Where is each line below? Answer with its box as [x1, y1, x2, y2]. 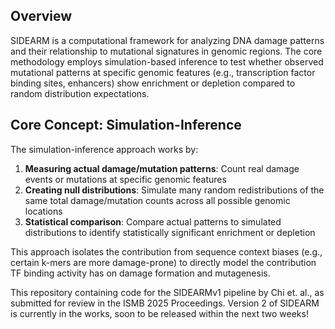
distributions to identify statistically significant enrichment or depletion [24, 226, 316, 238]
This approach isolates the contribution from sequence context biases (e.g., [10, 245, 323, 258]
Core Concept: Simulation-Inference [10, 117, 242, 134]
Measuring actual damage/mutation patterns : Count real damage [24, 162, 300, 174]
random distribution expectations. [10, 87, 150, 99]
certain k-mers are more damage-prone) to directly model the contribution [10, 256, 317, 268]
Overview [10, 8, 73, 25]
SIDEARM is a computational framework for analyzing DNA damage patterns [10, 34, 325, 46]
